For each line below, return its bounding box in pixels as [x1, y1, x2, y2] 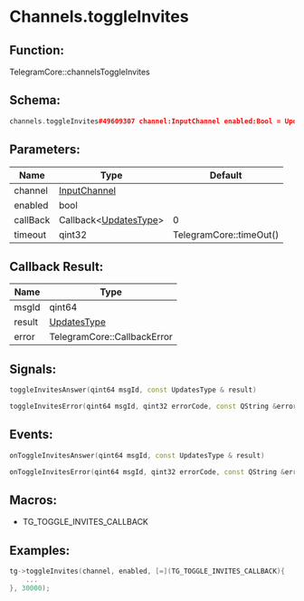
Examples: [9, 542, 71, 558]
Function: [9, 43, 65, 58]
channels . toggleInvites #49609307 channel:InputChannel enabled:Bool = [9, 116, 281, 126]
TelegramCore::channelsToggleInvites [9, 66, 151, 77]
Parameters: [9, 142, 81, 158]
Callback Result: [9, 258, 104, 274]
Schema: [9, 92, 62, 108]
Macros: [9, 492, 57, 508]
